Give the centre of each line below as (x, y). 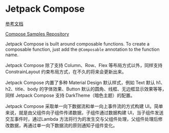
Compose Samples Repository (37, 34)
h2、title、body (22, 89)
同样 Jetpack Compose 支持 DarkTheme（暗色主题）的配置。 (70, 95)
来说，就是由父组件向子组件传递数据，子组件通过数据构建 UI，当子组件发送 (84, 113)
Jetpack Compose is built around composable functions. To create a (78, 43)
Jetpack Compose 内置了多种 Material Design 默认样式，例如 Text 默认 (80, 82)
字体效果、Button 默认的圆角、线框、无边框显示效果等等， (105, 89)
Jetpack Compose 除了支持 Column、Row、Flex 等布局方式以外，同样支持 (84, 65)
